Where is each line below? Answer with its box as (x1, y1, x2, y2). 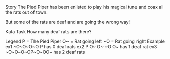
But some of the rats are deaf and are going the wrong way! (5, 19, 130, 25)
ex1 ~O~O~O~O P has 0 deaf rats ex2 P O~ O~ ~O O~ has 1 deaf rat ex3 (5, 44, 157, 49)
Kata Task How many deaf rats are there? (5, 29, 92, 34)
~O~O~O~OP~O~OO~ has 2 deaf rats (5, 49, 85, 55)
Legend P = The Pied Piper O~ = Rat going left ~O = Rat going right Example (5, 38, 165, 44)
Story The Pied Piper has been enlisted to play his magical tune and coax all (5, 4, 164, 10)
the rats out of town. (5, 9, 48, 15)
